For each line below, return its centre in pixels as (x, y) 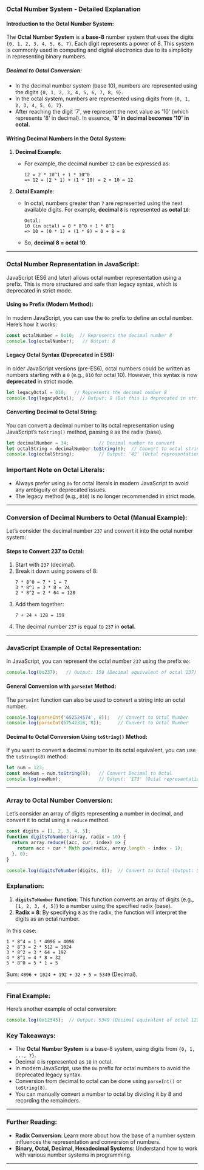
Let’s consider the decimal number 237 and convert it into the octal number (100, 530)
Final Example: (28, 995)
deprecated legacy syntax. (48, 1075)
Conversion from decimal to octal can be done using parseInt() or (98, 1081)
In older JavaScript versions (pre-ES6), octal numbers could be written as (98, 368)
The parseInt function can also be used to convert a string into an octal (96, 700)
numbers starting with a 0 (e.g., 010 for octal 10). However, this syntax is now (102, 375)
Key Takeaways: (31, 1036)
